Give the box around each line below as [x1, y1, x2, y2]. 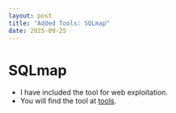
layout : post [8, 11, 52, 20]
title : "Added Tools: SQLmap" [8, 19, 111, 27]
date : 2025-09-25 [8, 26, 67, 34]
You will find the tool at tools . [19, 96, 117, 106]
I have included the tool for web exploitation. [19, 87, 168, 97]
